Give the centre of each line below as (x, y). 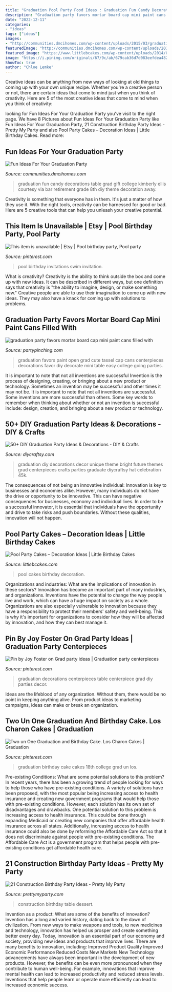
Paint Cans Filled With (41, 328)
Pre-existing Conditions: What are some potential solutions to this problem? (85, 777)
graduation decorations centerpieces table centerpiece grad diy (85, 679)
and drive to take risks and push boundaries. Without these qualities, (78, 512)
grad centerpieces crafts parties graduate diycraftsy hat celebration (89, 470)
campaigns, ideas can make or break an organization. (62, 705)
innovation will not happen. (34, 518)
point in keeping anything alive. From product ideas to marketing (73, 700)
